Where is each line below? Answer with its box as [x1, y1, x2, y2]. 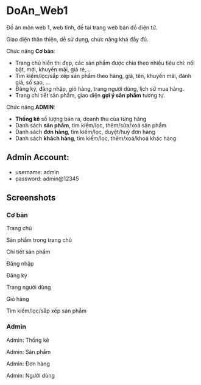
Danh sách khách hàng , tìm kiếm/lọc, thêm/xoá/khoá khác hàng [15, 135, 177, 142]
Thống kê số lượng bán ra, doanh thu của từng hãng [15, 115, 147, 122]
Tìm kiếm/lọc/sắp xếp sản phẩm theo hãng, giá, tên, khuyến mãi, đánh [15, 72, 192, 79]
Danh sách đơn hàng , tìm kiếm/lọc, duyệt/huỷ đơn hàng [15, 128, 155, 135]
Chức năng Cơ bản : [6, 47, 56, 55]
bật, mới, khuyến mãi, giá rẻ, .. [15, 65, 91, 73]
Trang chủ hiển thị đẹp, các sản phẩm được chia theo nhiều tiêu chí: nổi [15, 59, 195, 66]
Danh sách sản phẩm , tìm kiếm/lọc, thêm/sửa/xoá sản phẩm [15, 121, 167, 129]
